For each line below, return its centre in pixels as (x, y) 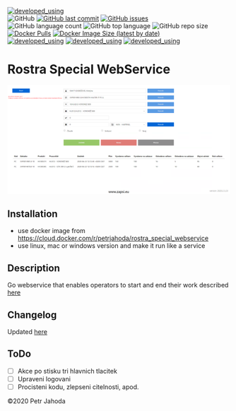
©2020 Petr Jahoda (36, 401)
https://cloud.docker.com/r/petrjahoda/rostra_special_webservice (113, 238)
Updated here (28, 331)
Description (34, 268)
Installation (33, 214)
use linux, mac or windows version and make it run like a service (111, 246)
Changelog (32, 315)
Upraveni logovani (44, 379)
